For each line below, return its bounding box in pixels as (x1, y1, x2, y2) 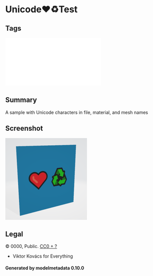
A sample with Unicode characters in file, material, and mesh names (5, 109, 148, 116)
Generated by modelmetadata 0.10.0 (5, 265, 84, 271)
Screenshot (5, 124, 43, 133)
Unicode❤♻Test (5, 4, 78, 15)
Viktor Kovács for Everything (12, 253, 73, 259)
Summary (5, 96, 37, 104)
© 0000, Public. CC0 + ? (5, 243, 57, 249)
